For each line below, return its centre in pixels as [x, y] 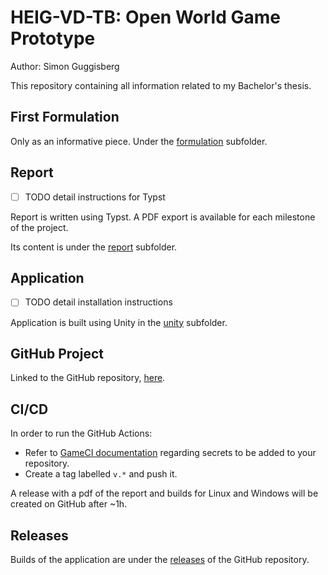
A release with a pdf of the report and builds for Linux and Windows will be [164, 493]
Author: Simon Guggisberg [65, 66]
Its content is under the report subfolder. [94, 247]
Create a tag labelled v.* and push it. [101, 474]
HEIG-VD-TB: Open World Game [145, 17]
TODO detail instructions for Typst [95, 197]
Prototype [53, 38]
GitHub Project [57, 353]
